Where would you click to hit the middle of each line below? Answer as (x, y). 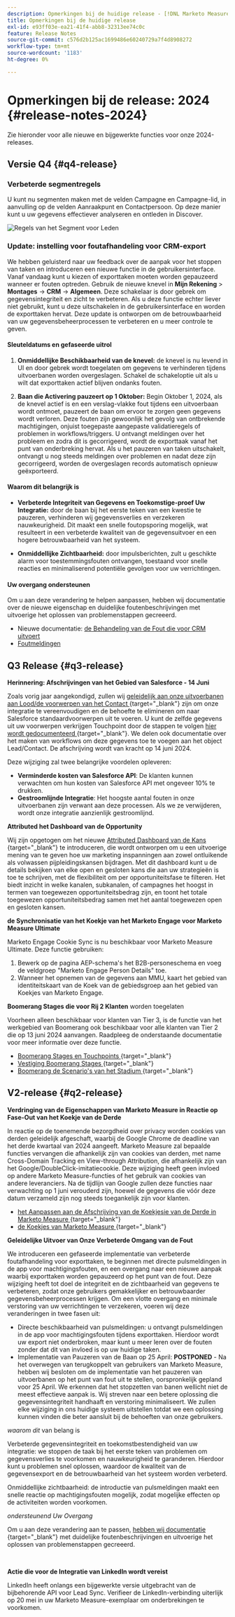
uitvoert (29, 636)
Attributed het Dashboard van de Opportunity (75, 826)
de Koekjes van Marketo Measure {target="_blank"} (92, 1227)
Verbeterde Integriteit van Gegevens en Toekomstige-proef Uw (111, 503)
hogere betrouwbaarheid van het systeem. (79, 540)
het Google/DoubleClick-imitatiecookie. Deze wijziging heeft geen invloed (114, 1168)
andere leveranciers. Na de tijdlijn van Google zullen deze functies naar (110, 1183)
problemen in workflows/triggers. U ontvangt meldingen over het (111, 433)
